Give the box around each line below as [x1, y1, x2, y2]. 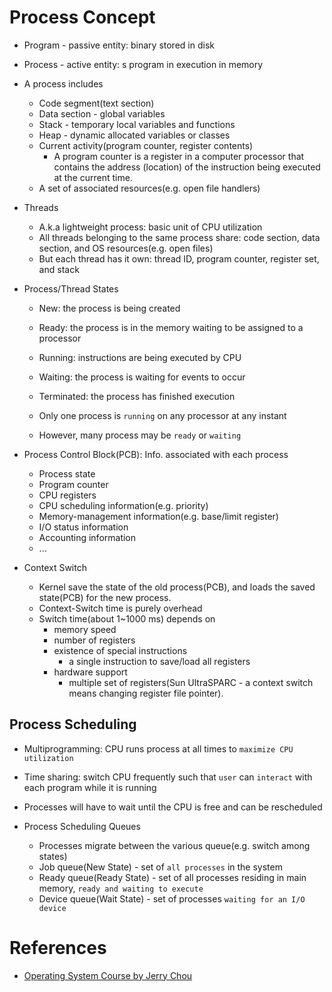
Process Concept [9, 6, 156, 29]
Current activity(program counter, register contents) [38, 139, 254, 151]
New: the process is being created [38, 302, 181, 314]
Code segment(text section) [38, 97, 155, 109]
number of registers [53, 634, 136, 646]
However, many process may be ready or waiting [38, 429, 242, 441]
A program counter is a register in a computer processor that [53, 150, 305, 162]
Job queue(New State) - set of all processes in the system [38, 861, 283, 873]
